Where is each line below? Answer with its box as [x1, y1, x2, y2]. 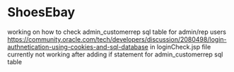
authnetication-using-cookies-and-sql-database [7, 42, 148, 51]
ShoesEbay [7, 4, 76, 20]
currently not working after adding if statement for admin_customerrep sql [7, 50, 223, 59]
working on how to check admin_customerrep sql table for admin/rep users [7, 28, 226, 36]
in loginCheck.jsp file [149, 42, 211, 51]
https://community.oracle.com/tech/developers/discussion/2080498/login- [7, 35, 227, 43]
